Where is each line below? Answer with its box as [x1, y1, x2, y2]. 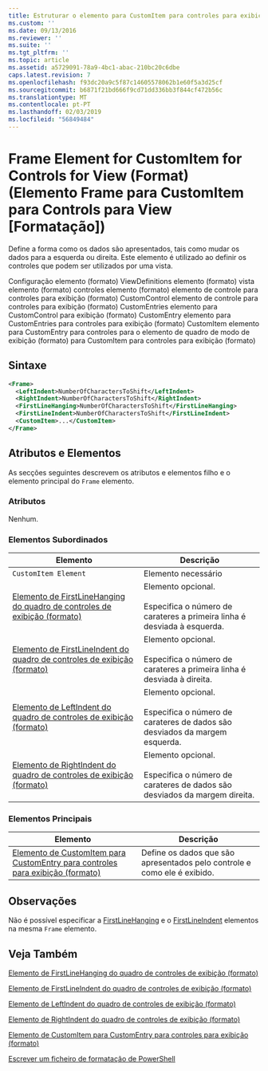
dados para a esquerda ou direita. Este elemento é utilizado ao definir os [8, 252, 247, 262]
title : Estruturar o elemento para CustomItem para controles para [8, 11, 238, 20]
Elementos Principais [8, 813, 93, 825]
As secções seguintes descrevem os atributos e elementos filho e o [8, 467, 231, 477]
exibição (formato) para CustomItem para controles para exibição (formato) [8, 336, 256, 345]
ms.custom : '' [8, 19, 56, 27]
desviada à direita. [143, 674, 213, 685]
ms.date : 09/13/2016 [8, 26, 77, 34]
